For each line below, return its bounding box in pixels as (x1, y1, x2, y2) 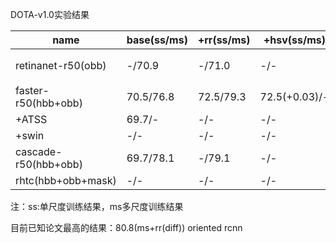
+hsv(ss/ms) (263, 33, 327, 47)
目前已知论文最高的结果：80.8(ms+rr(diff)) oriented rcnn (10, 222, 243, 233)
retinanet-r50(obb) (15, 59, 107, 72)
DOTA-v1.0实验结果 (10, 9, 90, 20)
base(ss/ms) (126, 33, 188, 47)
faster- (15, 84, 50, 97)
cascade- (15, 145, 63, 158)
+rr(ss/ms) (197, 33, 251, 47)
